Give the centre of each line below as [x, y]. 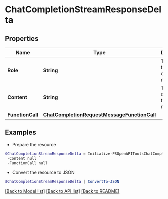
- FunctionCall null [28, 163]
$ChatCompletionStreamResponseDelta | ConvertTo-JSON [62, 182]
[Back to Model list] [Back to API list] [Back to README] [62, 191]
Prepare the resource [34, 144]
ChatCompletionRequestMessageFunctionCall [100, 115]
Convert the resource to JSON [43, 173]
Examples [21, 133]
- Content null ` [24, 158]
